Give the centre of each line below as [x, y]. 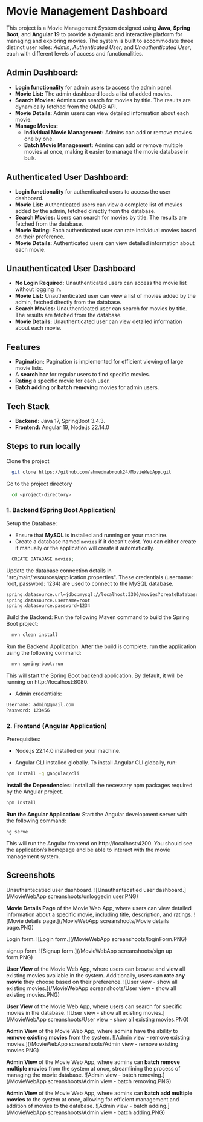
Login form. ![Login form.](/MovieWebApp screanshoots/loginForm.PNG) [97, 939]
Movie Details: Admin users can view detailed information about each [102, 113]
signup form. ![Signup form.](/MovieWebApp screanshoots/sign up [89, 951]
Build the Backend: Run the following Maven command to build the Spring [98, 617]
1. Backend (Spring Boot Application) [61, 510]
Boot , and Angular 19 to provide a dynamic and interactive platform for [95, 34]
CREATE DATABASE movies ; [43, 559]
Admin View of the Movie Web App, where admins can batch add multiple [99, 1093]
